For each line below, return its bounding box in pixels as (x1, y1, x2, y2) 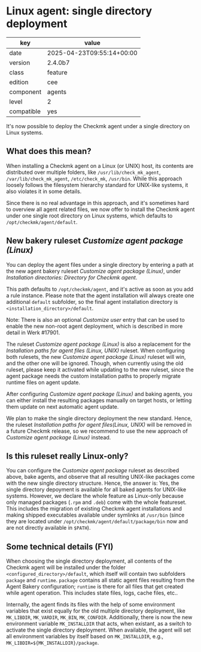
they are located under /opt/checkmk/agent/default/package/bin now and (6, 518, 188, 525)
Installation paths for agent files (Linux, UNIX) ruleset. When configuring (6, 346, 185, 354)
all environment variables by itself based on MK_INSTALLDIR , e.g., (6, 633, 163, 640)
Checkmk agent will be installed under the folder (6, 564, 126, 571)
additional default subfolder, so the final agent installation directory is (6, 298, 178, 305)
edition (9, 78, 29, 86)
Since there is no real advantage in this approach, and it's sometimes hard (6, 199, 190, 206)
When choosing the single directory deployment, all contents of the (6, 557, 172, 565)
